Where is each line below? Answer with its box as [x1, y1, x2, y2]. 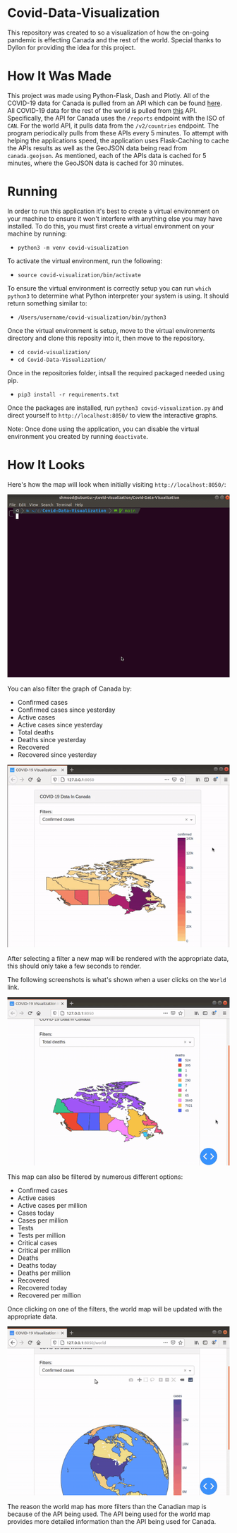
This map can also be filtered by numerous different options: [7, 1173, 183, 1181]
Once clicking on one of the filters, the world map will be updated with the [7, 1305, 222, 1314]
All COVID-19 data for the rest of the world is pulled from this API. [7, 106, 197, 114]
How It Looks [7, 457, 85, 473]
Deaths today [17, 1261, 57, 1270]
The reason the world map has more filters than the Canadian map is [7, 1503, 207, 1511]
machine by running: [7, 229, 67, 238]
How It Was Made [7, 68, 111, 84]
